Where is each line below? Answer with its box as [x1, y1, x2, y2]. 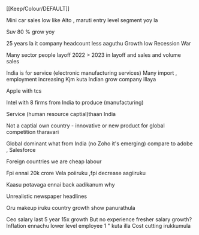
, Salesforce [6, 147, 36, 153]
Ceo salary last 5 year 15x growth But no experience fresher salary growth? [6, 216, 192, 223]
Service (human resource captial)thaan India [6, 111, 116, 117]
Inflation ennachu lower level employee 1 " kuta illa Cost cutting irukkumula [6, 222, 191, 229]
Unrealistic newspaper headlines [6, 193, 88, 200]
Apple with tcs [6, 87, 42, 94]
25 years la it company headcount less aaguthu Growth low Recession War [6, 40, 191, 47]
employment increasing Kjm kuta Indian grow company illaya [6, 76, 156, 83]
